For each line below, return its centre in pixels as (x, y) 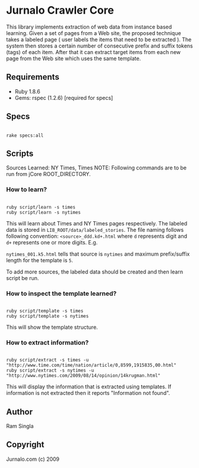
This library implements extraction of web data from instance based (89, 27)
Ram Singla (20, 426)
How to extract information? (48, 343)
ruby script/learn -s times (41, 207)
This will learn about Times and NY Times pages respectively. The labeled (97, 223)
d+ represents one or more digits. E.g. (52, 242)
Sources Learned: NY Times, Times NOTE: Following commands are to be (97, 168)
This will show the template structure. (52, 327)
